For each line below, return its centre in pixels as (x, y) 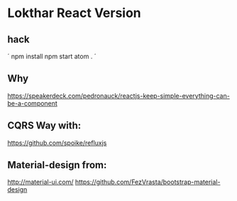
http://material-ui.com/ (40, 182)
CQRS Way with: (44, 126)
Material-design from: (57, 165)
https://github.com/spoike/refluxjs (57, 143)
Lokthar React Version (75, 13)
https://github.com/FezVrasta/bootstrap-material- (148, 182)
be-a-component (33, 103)
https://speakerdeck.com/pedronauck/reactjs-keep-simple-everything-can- (119, 96)
